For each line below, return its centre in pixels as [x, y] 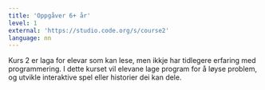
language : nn [30, 38]
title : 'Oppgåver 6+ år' [49, 16]
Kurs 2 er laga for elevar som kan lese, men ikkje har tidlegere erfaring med [132, 61]
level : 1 [23, 23]
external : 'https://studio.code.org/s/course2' [89, 30]
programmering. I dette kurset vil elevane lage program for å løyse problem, [133, 69]
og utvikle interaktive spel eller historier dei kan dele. [95, 77]
